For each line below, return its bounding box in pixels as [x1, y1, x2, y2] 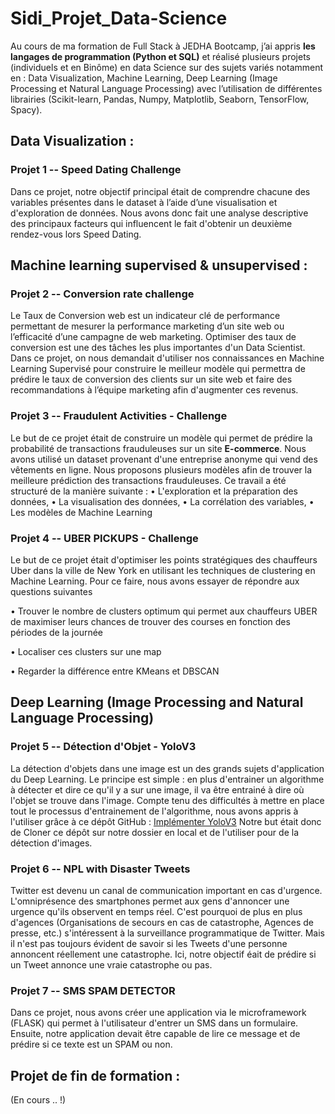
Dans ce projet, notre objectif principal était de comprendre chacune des [10, 185, 311, 197]
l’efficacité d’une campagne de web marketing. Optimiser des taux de [10, 331, 297, 343]
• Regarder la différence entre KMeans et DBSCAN [10, 665, 220, 677]
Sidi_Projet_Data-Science [10, 7, 228, 30]
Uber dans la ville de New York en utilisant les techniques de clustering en [10, 564, 316, 576]
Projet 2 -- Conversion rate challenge [10, 287, 195, 301]
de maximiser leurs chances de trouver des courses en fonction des [10, 615, 291, 627]
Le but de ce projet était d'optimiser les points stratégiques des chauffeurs [10, 553, 318, 566]
